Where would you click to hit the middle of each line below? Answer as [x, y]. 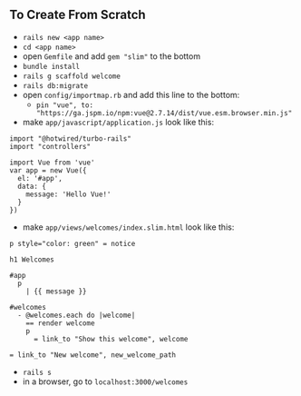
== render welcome [60, 323]
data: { [32, 186]
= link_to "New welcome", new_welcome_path [93, 355]
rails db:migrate [55, 85]
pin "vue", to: [64, 105]
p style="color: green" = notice [73, 243]
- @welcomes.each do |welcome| [77, 315]
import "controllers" [50, 146]
